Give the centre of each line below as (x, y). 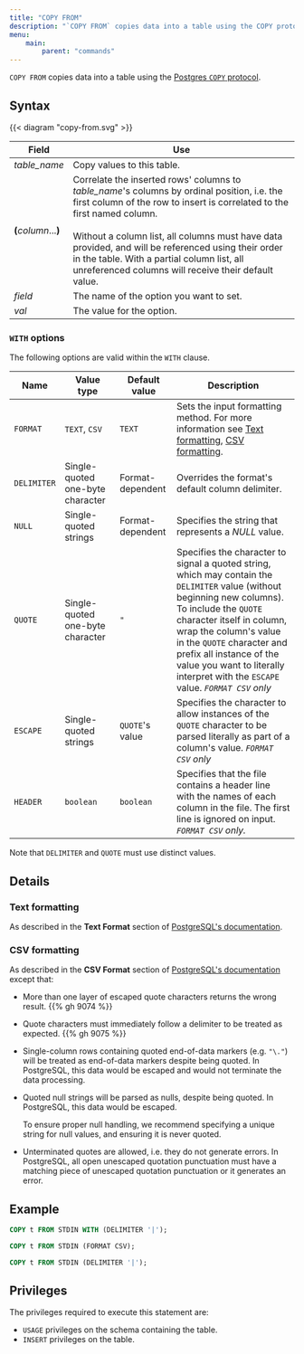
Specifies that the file (221, 774)
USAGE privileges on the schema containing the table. (120, 1330)
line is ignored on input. (226, 819)
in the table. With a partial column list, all (158, 259)
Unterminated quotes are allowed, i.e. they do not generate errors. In (150, 1152)
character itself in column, (232, 620)
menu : (19, 34)
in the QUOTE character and (232, 643)
